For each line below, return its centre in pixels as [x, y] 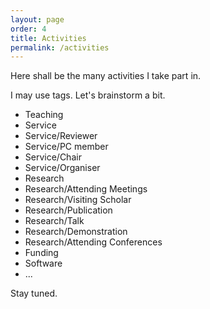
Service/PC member [66, 147]
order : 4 [28, 29]
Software [43, 263]
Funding [41, 253]
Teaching [44, 115]
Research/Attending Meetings [86, 189]
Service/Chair [53, 157]
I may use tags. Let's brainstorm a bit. [88, 95]
